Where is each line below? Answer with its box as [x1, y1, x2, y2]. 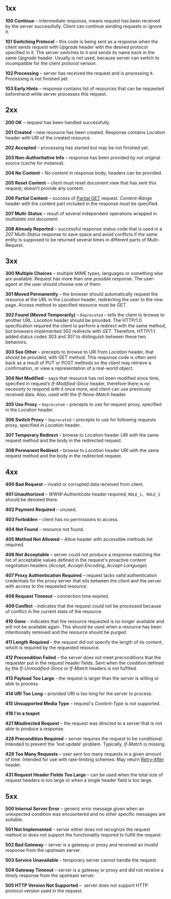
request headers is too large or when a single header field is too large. [5, 777, 153, 783]
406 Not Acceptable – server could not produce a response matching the [5, 552, 161, 558]
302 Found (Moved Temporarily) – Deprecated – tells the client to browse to [5, 312, 165, 318]
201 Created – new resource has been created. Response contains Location [5, 129, 165, 135]
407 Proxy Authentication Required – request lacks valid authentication [5, 572, 157, 578]
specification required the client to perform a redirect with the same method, [5, 323, 166, 329]
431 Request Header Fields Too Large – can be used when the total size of [5, 772, 163, 778]
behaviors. [5, 339, 28, 345]
